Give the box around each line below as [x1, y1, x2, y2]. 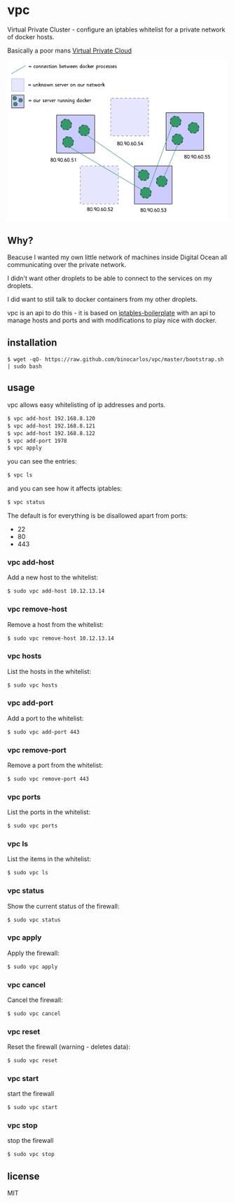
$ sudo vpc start [7, 1104, 58, 1111]
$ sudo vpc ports [7, 823, 58, 830]
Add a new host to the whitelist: [7, 573, 98, 582]
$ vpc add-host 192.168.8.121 [7, 422, 96, 429]
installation [7, 336, 57, 348]
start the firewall [7, 1089, 55, 1098]
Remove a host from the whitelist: [7, 620, 104, 628]
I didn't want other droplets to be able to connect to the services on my [7, 274, 212, 282]
